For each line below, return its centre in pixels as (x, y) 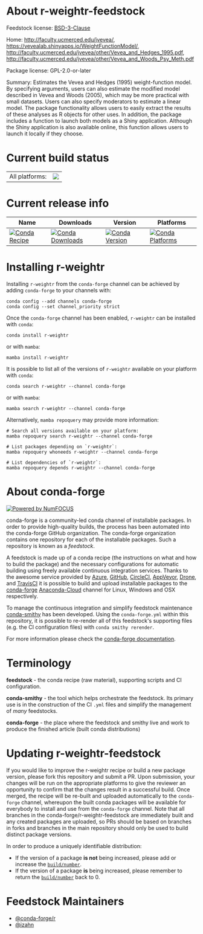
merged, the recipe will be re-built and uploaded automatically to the (92, 796)
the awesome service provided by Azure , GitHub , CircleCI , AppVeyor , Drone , (101, 577)
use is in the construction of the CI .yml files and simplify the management (99, 704)
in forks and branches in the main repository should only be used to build (97, 828)
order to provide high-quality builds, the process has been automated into (98, 526)
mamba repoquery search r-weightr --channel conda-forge (79, 436)
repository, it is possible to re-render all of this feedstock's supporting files (99, 620)
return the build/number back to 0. (57, 877)
